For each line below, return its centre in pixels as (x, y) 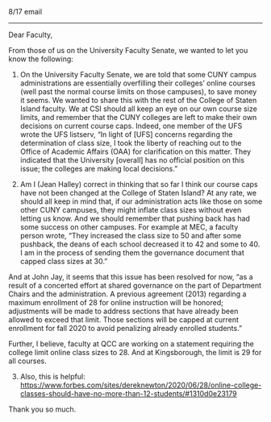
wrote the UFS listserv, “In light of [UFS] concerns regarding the (126, 134)
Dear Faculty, (31, 35)
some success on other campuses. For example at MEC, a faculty (129, 227)
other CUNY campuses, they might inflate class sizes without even (131, 210)
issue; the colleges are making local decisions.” (99, 169)
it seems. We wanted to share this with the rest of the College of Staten (138, 100)
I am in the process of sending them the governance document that (132, 252)
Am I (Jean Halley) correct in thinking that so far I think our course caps (139, 184)
